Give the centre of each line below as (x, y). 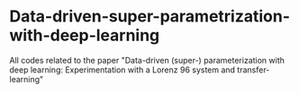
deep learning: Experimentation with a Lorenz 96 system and (122, 70)
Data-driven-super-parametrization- (150, 17)
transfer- (254, 70)
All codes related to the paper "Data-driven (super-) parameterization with (147, 60)
